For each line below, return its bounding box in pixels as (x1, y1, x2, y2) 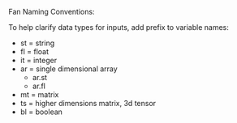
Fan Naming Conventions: (8, 7, 95, 16)
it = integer (19, 56, 58, 65)
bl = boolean (19, 107, 63, 117)
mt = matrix (19, 90, 59, 100)
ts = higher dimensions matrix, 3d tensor (19, 99, 157, 108)
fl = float (19, 47, 50, 56)
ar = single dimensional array (19, 64, 118, 74)
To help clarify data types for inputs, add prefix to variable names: (8, 23, 230, 32)
